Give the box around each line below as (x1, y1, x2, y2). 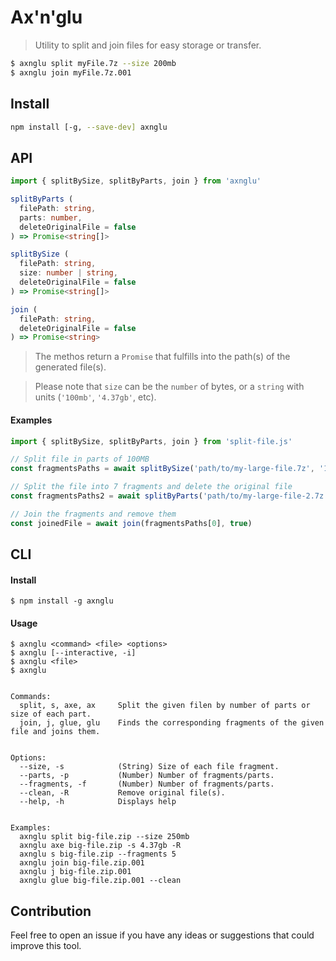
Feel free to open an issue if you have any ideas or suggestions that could (10, 929, 315, 941)
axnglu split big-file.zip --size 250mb (19, 832, 190, 842)
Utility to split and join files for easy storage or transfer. (34, 39, 262, 51)
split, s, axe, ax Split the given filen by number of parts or (19, 701, 311, 711)
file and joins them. (10, 727, 101, 737)
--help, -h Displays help (19, 797, 177, 807)
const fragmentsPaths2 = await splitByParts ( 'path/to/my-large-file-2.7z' (10, 491, 329, 501)
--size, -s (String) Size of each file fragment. (19, 762, 280, 772)
